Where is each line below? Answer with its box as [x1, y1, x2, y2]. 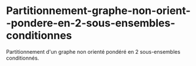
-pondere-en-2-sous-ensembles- [6, 16, 175, 30]
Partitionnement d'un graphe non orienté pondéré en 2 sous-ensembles [6, 48, 181, 55]
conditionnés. [6, 54, 39, 61]
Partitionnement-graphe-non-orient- [6, 4, 191, 18]
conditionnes [6, 29, 72, 42]
